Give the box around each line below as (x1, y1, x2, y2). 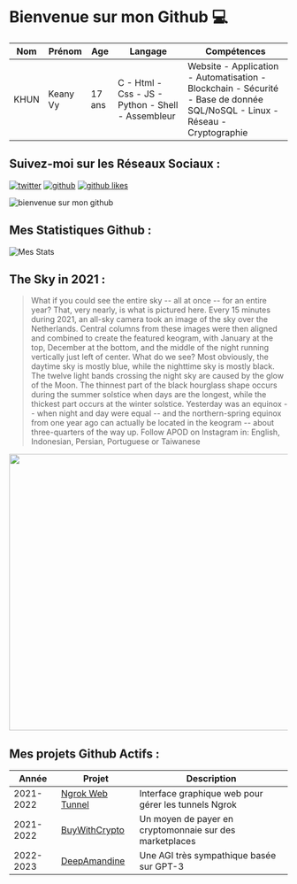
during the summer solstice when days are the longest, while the (30, 389, 267, 400)
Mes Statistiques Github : (9, 223, 152, 238)
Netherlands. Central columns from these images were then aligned (30, 324, 278, 334)
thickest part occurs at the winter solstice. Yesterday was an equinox (30, 399, 283, 410)
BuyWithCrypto (60, 824, 126, 836)
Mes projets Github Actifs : (9, 746, 160, 761)
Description (186, 773, 237, 785)
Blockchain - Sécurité (187, 81, 278, 94)
